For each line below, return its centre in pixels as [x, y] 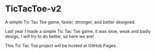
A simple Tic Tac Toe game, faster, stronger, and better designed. [70, 22]
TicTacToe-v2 [33, 9]
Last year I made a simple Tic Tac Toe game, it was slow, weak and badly [78, 31]
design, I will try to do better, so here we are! [50, 36]
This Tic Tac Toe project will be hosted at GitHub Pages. [61, 45]
